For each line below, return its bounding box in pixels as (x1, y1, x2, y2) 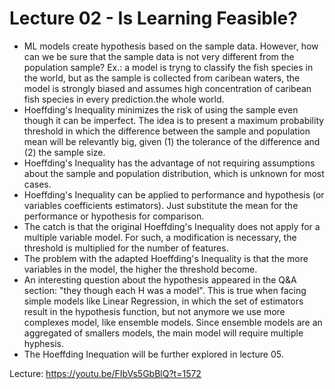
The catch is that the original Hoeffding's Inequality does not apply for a (23, 220, 321, 232)
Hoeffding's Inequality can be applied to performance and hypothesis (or (23, 188, 325, 201)
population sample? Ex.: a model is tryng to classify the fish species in (23, 61, 314, 73)
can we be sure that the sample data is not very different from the (23, 50, 295, 62)
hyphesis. (23, 337, 64, 349)
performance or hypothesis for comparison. (23, 210, 205, 222)
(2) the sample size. (23, 146, 106, 158)
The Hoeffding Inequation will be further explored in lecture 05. (23, 348, 284, 360)
